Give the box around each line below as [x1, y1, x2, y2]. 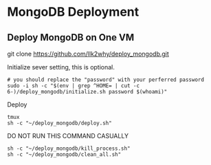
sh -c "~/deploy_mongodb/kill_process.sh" [7, 145, 131, 152]
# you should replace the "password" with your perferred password [7, 76, 205, 83]
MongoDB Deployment [7, 4, 140, 20]
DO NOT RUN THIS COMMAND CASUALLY [7, 132, 129, 140]
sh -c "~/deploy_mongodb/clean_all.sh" [7, 151, 122, 158]
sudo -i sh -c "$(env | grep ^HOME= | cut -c [7, 82, 140, 89]
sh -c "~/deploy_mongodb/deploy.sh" [7, 120, 112, 126]
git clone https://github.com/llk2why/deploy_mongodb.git [7, 49, 170, 58]
